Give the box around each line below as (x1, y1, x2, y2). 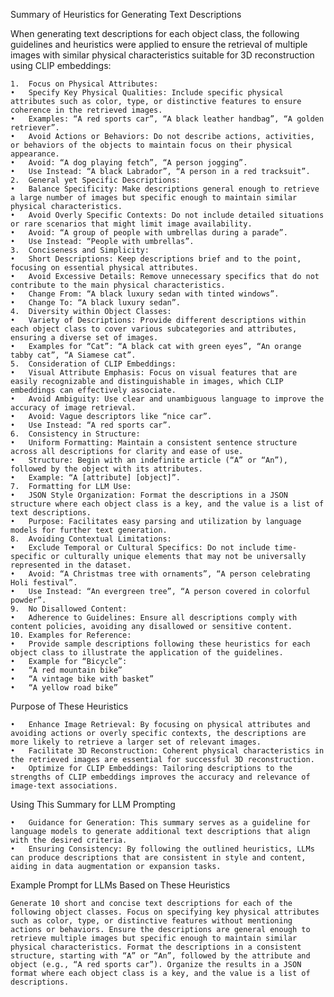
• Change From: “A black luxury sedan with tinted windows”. (10, 289, 280, 299)
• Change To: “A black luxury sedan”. (10, 298, 182, 308)
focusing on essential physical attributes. (10, 263, 199, 273)
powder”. (10, 595, 47, 605)
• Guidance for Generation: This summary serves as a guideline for (10, 818, 311, 828)
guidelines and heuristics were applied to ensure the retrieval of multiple (10, 39, 308, 50)
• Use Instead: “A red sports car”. (10, 420, 172, 430)
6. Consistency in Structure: (10, 429, 141, 439)
